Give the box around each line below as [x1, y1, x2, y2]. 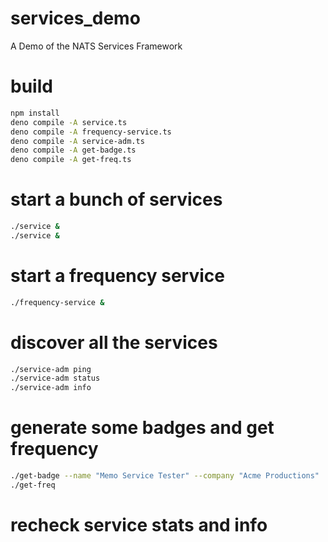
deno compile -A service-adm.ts [10, 136, 145, 146]
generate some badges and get [10, 417, 275, 439]
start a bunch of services [10, 188, 223, 211]
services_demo [10, 7, 141, 30]
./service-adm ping [10, 364, 92, 374]
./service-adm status [10, 373, 101, 384]
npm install [10, 108, 60, 118]
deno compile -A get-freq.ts [10, 155, 132, 165]
